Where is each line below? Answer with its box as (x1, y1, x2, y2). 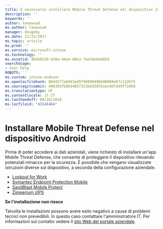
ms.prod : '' (5, 43, 29, 48)
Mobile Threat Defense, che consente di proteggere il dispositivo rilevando (5, 154, 154, 160)
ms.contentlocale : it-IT (5, 93, 55, 98)
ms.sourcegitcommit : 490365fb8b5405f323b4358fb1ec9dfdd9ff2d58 (5, 83, 136, 89)
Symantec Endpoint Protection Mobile (12, 179, 88, 185)
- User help (5, 66, 29, 71)
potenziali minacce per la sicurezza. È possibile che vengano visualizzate (5, 159, 151, 165)
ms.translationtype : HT (5, 88, 53, 93)
